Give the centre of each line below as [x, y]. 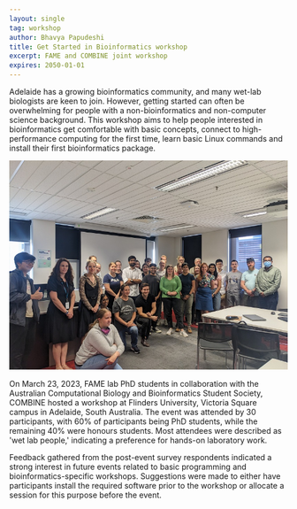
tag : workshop [35, 28]
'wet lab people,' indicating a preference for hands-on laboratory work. [138, 440]
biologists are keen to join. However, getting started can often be [127, 101]
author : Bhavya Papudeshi [57, 37]
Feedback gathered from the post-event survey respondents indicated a [141, 457]
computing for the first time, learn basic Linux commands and [171, 139]
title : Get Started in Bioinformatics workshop [99, 47]
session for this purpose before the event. [85, 495]
